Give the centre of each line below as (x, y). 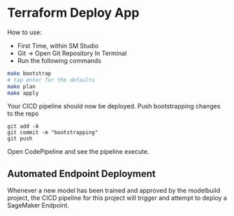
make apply (23, 93)
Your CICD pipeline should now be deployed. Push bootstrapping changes (114, 106)
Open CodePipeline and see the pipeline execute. (78, 152)
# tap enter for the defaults (51, 80)
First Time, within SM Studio (58, 45)
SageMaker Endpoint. (38, 206)
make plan (22, 86)
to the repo (23, 114)
